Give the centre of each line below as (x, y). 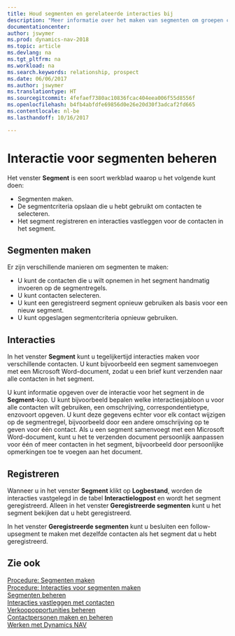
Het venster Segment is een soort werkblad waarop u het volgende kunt (112, 178)
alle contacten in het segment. (51, 379)
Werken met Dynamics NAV (47, 624)
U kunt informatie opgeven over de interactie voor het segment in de (106, 393)
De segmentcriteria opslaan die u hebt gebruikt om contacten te (109, 206)
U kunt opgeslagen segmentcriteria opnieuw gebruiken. (98, 318)
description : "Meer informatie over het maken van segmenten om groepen (115, 20)
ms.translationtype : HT (42, 92)
